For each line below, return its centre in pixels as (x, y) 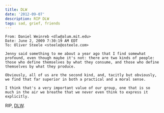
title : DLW (16, 10)
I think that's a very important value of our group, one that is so (78, 88)
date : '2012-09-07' (25, 14)
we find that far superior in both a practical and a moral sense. (76, 79)
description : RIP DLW (27, 19)
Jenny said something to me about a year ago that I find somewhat (76, 54)
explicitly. (17, 97)
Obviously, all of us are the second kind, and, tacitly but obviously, (81, 75)
